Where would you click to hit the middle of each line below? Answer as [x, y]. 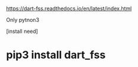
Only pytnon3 [23, 20]
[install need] [22, 31]
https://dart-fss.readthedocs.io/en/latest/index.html [69, 9]
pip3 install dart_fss [56, 55]
